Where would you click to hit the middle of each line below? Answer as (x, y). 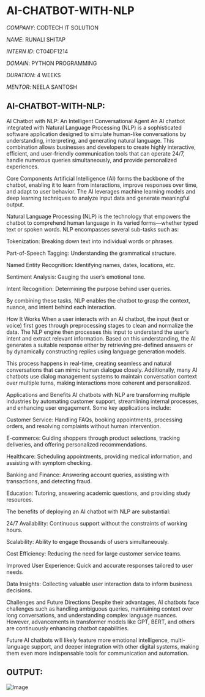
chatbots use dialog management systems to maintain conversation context (102, 376)
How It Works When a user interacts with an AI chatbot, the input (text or (98, 318)
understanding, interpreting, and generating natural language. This (90, 140)
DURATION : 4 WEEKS (34, 75)
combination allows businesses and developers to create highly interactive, (101, 147)
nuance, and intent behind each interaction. (61, 307)
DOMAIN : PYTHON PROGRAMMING (52, 63)
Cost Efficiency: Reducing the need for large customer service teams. (94, 553)
